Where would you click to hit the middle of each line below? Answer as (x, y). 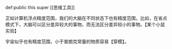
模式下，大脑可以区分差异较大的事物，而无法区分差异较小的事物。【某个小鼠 (85, 24)
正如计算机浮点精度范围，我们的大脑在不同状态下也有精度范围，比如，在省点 (86, 18)
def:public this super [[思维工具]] (40, 7)
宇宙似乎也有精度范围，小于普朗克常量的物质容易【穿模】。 (67, 41)
